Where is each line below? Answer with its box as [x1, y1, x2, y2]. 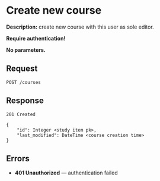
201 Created [6, 111, 36, 117]
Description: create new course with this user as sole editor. [6, 23, 154, 30]
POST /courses [6, 79, 41, 85]
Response [6, 96, 44, 106]
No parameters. [6, 46, 46, 54]
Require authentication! [6, 35, 66, 42]
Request [6, 64, 38, 74]
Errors [6, 153, 30, 164]
